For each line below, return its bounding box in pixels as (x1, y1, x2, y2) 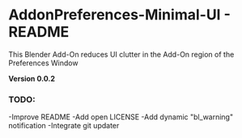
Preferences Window (8, 58, 79, 68)
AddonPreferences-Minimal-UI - (8, 6, 231, 24)
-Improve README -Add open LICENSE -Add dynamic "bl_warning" (8, 112, 233, 122)
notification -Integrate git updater (8, 121, 120, 131)
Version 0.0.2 (8, 73, 55, 83)
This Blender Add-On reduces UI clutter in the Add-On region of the (8, 49, 235, 59)
